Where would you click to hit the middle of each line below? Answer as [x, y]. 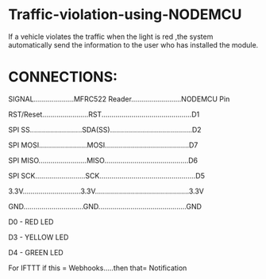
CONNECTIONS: [63, 77]
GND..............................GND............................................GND [105, 206]
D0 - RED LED [31, 222]
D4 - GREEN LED [36, 252]
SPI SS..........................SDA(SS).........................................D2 [105, 129]
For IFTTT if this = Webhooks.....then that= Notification [98, 268]
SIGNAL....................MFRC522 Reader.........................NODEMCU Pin [119, 99]
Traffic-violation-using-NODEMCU [125, 15]
